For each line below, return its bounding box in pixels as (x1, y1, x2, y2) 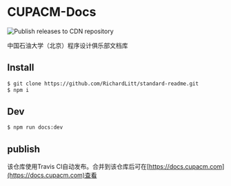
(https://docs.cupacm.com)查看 (7, 171, 97, 179)
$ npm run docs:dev (7, 124, 63, 131)
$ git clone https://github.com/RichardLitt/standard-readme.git (7, 80, 199, 87)
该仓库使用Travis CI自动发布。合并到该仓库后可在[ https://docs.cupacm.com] (7, 162, 225, 170)
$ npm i (7, 86, 30, 93)
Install (7, 62, 34, 73)
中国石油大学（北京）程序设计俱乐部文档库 (7, 41, 128, 49)
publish (7, 143, 40, 155)
